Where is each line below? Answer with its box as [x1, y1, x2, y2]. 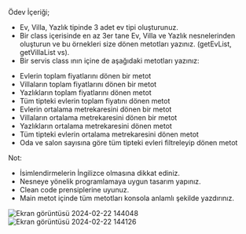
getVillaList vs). [19, 48, 70, 57]
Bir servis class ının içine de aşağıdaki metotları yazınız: [19, 56, 200, 65]
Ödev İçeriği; [8, 8, 50, 16]
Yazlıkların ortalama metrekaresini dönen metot [19, 122, 173, 130]
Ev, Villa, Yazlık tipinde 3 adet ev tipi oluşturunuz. [19, 23, 178, 31]
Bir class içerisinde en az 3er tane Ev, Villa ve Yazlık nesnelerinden [19, 31, 236, 40]
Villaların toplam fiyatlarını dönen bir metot [19, 79, 157, 89]
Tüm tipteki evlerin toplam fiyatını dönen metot [19, 97, 171, 105]
